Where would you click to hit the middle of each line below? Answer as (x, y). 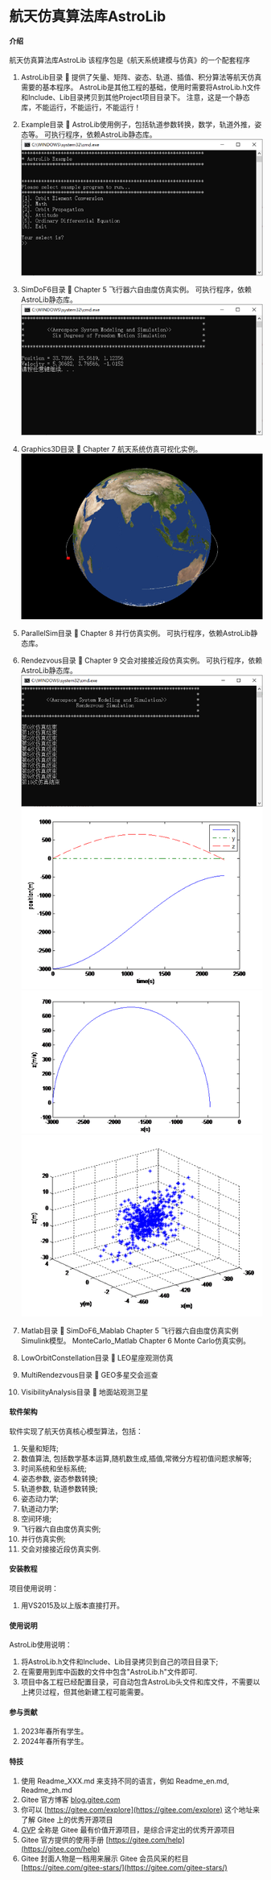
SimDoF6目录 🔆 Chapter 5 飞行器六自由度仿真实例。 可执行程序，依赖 (136, 290)
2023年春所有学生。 (54, 1731)
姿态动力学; (40, 1498)
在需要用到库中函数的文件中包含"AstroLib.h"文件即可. (109, 1672)
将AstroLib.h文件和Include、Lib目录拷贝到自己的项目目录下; (119, 1662)
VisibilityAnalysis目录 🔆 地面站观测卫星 (84, 1392)
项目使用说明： (34, 1588)
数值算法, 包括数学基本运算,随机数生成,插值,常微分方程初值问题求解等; (136, 1458)
